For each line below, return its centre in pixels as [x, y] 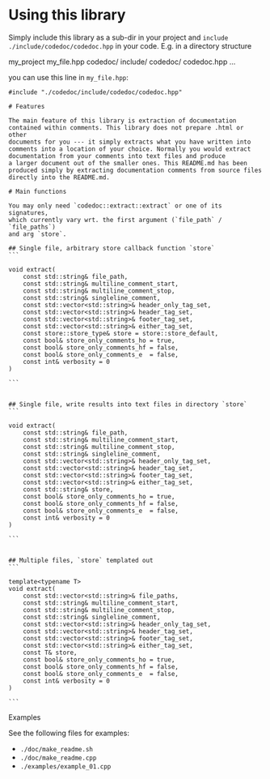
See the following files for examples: [69, 733]
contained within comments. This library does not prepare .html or [126, 127]
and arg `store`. [38, 234]
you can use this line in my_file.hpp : [69, 77]
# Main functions [38, 191]
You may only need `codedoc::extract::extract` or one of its [115, 205]
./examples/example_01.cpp [65, 766]
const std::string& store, [68, 489]
